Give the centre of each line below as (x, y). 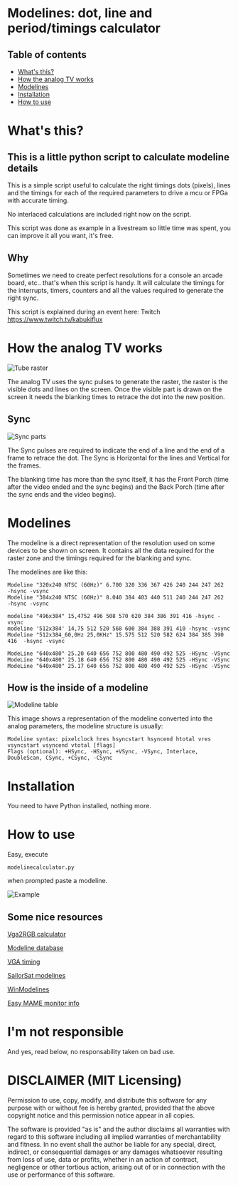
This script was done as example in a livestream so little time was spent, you (119, 228)
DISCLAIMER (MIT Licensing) (95, 1081)
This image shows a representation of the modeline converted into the (110, 718)
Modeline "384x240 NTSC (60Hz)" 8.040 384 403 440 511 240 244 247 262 (115, 597)
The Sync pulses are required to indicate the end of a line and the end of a (116, 450)
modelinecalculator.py (41, 867)
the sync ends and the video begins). (62, 494)
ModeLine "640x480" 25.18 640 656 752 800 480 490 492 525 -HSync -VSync (119, 660)
